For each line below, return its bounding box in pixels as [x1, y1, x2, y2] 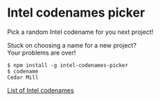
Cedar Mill [7, 74, 39, 81]
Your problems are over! [7, 48, 76, 57]
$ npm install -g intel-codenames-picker [7, 62, 129, 68]
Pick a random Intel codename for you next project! [7, 28, 154, 36]
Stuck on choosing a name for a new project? [7, 41, 137, 49]
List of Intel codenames [7, 86, 74, 94]
